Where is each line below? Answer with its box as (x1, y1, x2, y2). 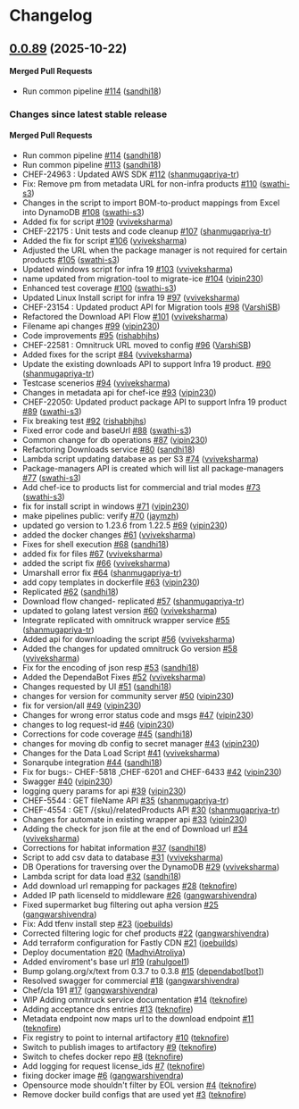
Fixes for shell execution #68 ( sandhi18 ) (21, 538, 170, 549)
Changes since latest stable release (9, 108, 168, 121)
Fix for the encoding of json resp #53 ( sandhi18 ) (21, 662, 200, 672)
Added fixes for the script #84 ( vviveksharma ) (21, 349, 193, 360)
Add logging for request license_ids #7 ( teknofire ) (21, 1060, 205, 1071)
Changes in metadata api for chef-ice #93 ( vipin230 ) (21, 387, 217, 397)
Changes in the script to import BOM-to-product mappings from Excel (21, 197, 280, 208)
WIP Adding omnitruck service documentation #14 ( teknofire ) (21, 994, 248, 1005)
